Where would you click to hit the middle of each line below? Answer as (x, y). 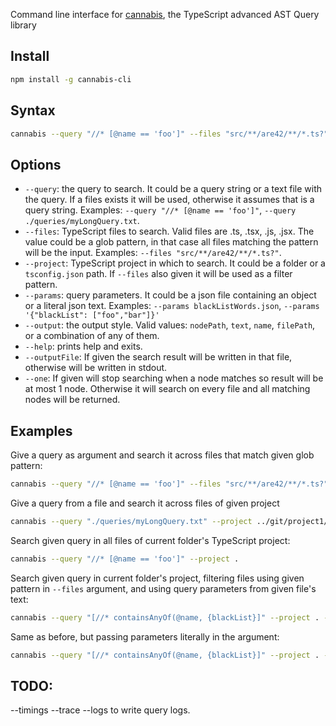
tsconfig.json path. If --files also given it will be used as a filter (158, 274)
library (23, 25)
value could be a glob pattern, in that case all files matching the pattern (171, 242)
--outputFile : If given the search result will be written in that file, (158, 357)
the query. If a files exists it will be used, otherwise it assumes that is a (169, 200)
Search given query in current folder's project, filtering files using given (157, 578)
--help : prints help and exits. (83, 346)
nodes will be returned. (72, 400)
